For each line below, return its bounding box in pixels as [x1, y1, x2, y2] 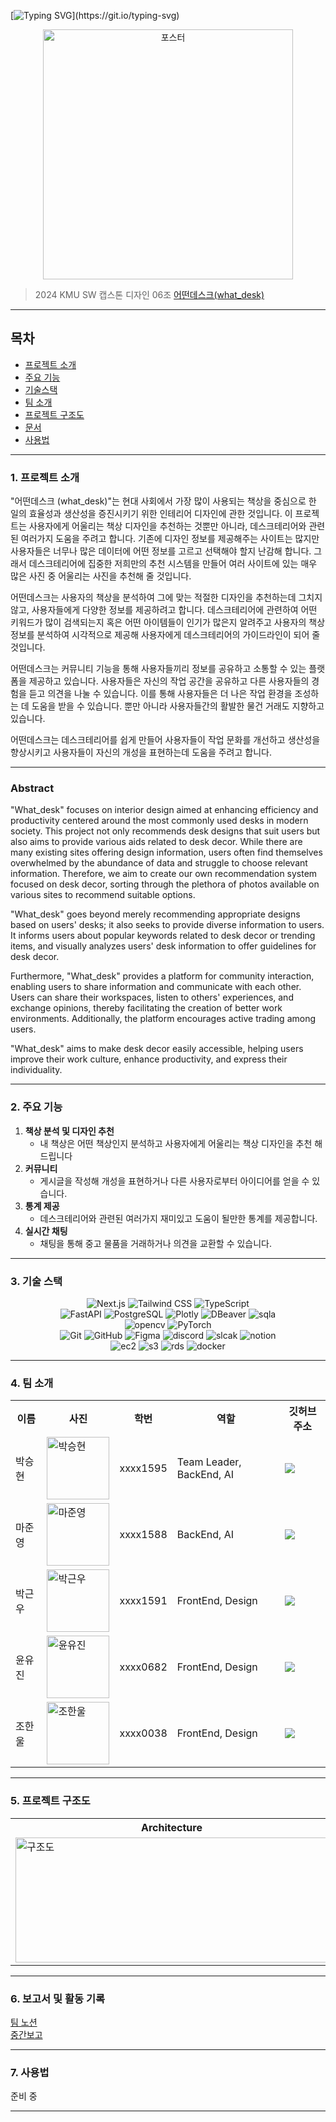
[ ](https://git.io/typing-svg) [10, 10, 180, 21]
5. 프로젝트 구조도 [10, 1794, 91, 1808]
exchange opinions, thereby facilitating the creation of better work [10, 1002, 283, 1014]
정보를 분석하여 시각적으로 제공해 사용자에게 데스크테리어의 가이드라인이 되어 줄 [10, 629, 321, 641]
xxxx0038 [119, 1726, 168, 1740]
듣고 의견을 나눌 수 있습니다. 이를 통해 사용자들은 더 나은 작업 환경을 [28, 688, 293, 700]
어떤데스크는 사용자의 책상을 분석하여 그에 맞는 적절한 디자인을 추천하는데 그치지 [10, 591, 323, 604]
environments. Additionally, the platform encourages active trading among [10, 1013, 317, 1025]
